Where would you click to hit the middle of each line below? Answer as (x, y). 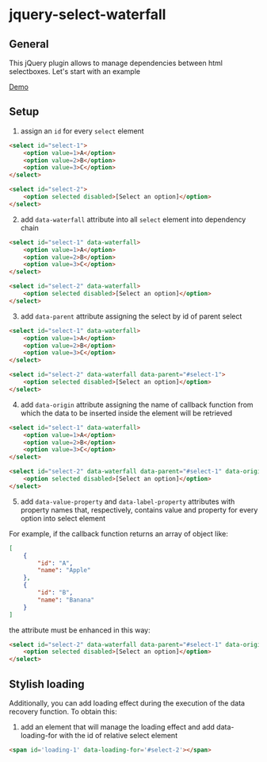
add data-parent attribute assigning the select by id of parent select (131, 316)
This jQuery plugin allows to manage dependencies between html (116, 63)
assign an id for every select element (82, 131)
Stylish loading (47, 684)
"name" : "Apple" (64, 571)
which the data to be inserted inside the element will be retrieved (126, 413)
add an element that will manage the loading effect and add (117, 727)
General (29, 44)
